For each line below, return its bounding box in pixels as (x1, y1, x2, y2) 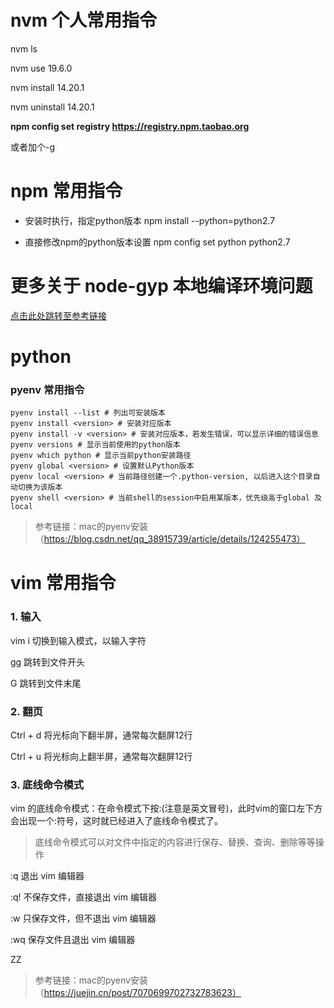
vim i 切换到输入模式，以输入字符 (10, 634, 147, 646)
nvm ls (10, 42, 38, 55)
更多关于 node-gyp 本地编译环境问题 (10, 275, 313, 298)
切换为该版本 (17, 482, 63, 493)
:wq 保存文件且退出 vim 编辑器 (10, 934, 136, 946)
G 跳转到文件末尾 (10, 677, 82, 689)
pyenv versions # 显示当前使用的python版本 (10, 440, 181, 450)
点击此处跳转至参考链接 (10, 309, 107, 321)
